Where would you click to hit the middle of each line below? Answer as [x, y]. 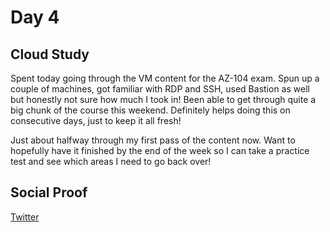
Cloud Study [50, 54]
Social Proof [49, 192]
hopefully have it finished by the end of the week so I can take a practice [160, 150]
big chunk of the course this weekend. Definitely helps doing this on [150, 110]
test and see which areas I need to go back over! [111, 161]
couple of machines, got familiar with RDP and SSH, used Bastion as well [160, 89]
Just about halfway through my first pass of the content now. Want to [153, 140]
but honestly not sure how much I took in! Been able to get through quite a [163, 99]
